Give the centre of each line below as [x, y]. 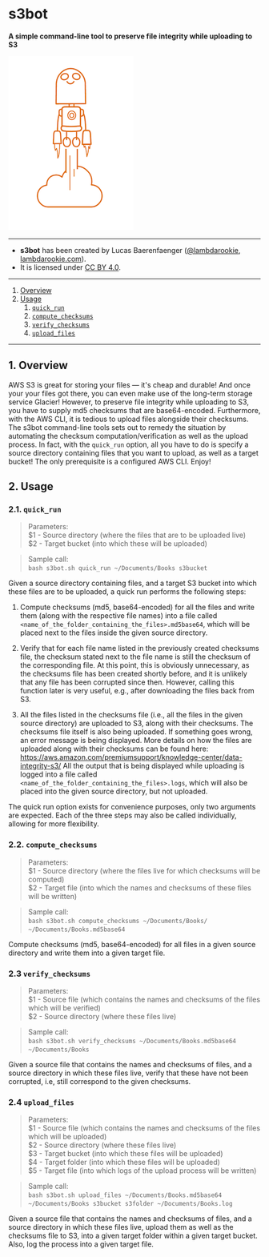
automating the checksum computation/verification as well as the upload [128, 436]
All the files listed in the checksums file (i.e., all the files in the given [131, 715]
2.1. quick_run [35, 509]
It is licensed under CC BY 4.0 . [70, 267]
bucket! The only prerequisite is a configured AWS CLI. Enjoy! [110, 461]
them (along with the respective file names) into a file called [118, 616]
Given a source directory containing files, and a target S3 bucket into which [133, 583]
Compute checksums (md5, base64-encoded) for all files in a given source [132, 944]
